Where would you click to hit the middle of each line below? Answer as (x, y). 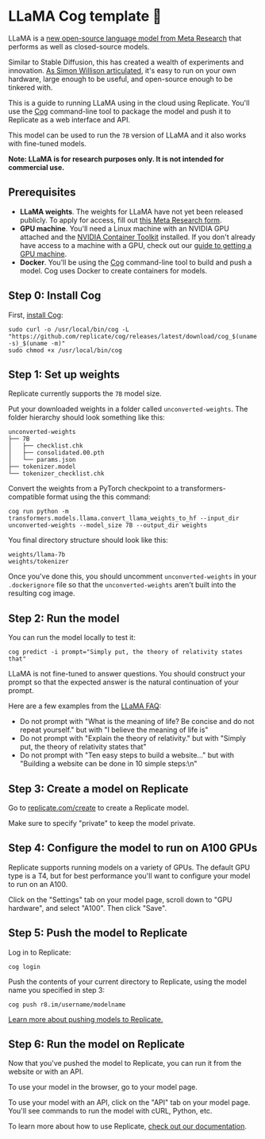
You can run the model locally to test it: (72, 637)
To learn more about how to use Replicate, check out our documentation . (128, 1126)
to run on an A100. (38, 884)
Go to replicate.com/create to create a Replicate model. (99, 808)
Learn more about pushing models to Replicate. (86, 1019)
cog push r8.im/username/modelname (67, 1005)
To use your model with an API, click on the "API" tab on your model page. (129, 1102)
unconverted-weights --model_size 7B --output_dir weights (108, 525)
